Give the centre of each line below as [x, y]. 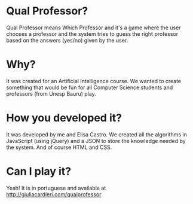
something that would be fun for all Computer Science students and [90, 87]
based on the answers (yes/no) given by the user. [67, 40]
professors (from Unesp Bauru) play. [51, 93]
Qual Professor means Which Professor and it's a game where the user [94, 28]
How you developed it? [64, 118]
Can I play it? [39, 171]
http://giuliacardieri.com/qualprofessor [54, 194]
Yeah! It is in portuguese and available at [56, 188]
